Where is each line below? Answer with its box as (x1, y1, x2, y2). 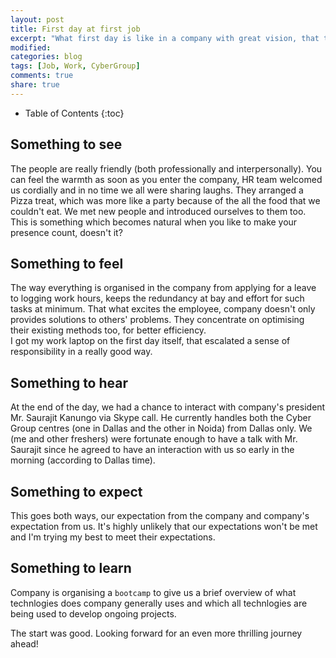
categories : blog (10, 52, 83, 62)
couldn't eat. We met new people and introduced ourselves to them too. (10, 205, 307, 217)
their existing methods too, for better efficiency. (10, 324, 207, 336)
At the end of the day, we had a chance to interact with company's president (10, 401, 326, 413)
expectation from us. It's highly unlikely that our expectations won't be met (10, 521, 318, 532)
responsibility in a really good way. (10, 346, 153, 358)
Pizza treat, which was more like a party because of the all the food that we (10, 194, 321, 206)
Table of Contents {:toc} (24, 107, 125, 119)
